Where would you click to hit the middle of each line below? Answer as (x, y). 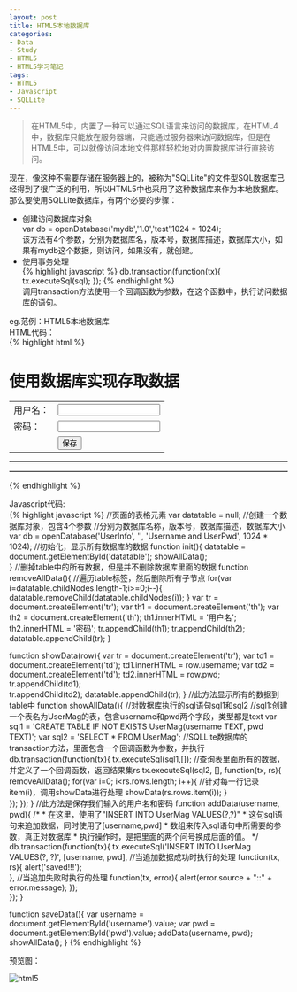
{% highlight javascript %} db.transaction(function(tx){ (121, 272)
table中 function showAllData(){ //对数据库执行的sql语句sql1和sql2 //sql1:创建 (148, 706)
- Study (23, 50)
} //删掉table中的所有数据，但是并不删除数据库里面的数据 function (129, 567)
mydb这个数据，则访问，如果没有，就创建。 (118, 251)
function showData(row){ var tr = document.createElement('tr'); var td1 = (142, 655)
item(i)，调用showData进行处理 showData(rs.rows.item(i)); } (118, 793)
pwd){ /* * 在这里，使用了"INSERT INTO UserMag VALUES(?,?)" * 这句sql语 (146, 815)
